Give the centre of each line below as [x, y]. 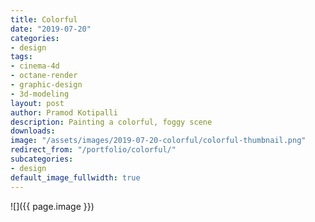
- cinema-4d [35, 66]
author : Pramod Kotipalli [64, 112]
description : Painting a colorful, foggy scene [111, 122]
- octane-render [44, 76]
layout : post [37, 103]
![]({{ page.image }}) [52, 206]
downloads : [33, 131]
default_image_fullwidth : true [75, 177]
